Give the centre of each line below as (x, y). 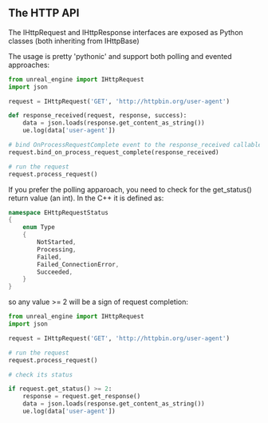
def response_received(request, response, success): (98, 116)
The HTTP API (44, 13)
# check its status (41, 374)
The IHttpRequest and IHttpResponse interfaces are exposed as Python (126, 32)
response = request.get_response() (82, 397)
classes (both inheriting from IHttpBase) (74, 41)
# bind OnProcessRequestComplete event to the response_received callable (135, 145)
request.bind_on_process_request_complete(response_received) (114, 152)
